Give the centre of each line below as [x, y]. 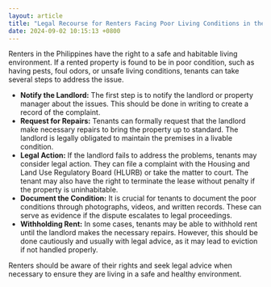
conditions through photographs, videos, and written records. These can [141, 207]
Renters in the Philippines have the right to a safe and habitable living [123, 54]
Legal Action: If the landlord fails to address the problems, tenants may [138, 155]
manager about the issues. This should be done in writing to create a [134, 104]
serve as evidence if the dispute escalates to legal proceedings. [126, 216]
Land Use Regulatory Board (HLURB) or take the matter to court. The [134, 173]
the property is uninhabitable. [69, 190]
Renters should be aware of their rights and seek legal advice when [120, 266]
